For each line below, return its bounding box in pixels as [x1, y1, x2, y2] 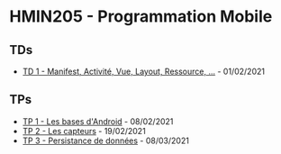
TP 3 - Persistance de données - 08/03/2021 [22, 135, 189, 146]
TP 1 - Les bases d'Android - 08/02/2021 [22, 115, 174, 127]
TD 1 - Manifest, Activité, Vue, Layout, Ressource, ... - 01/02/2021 [22, 66, 266, 77]
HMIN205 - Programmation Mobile [9, 6, 273, 27]
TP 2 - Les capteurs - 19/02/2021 [22, 125, 146, 136]
